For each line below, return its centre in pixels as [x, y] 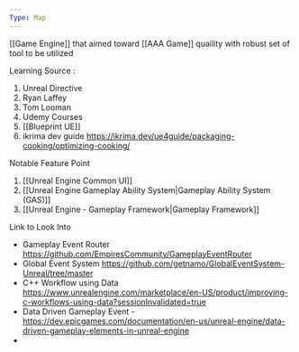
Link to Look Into [41, 227]
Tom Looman [47, 107]
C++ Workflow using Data [70, 283]
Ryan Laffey [45, 97]
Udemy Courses [52, 116]
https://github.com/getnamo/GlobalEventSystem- [193, 264]
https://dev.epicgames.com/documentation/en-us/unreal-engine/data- [154, 320]
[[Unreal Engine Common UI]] [77, 181]
